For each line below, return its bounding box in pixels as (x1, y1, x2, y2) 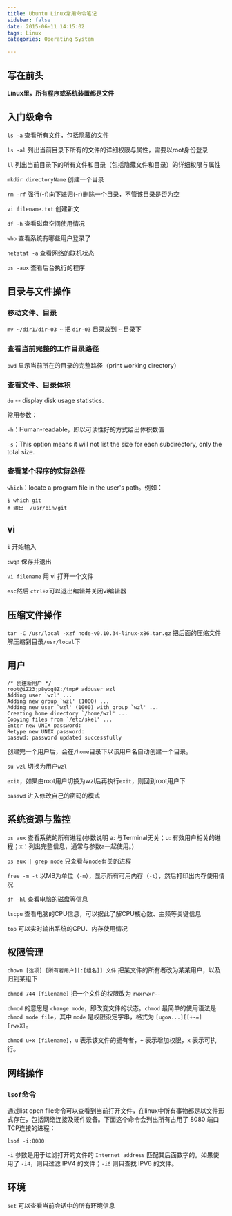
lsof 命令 (7, 1089, 37, 1099)
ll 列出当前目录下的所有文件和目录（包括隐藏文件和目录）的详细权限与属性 (7, 160, 221, 168)
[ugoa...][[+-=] (155, 1014, 202, 1021)
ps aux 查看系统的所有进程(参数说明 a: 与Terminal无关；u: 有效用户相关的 (7, 833, 215, 841)
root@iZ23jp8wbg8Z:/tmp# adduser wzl (7, 686, 116, 692)
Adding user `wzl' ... (7, 692, 72, 699)
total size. (7, 448, 35, 456)
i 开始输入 (7, 543, 37, 551)
